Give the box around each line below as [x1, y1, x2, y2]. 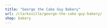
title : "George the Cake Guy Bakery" [5, 7, 81, 12]
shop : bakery [5, 16, 31, 20]
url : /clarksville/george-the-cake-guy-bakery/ [5, 11, 103, 16]
